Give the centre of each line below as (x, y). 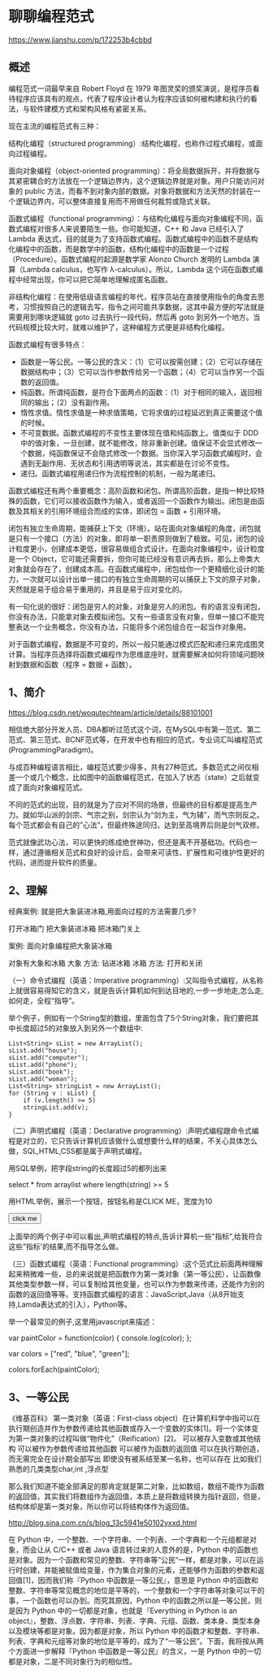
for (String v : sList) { (52, 1094)
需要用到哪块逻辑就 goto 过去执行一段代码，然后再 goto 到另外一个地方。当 (134, 317)
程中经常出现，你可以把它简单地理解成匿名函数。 (90, 279)
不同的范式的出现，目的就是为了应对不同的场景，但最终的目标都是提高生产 (133, 804)
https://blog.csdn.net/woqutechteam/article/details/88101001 (110, 713)
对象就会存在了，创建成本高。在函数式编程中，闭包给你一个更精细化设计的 (133, 569)
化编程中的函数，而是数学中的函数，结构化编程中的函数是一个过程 (119, 249)
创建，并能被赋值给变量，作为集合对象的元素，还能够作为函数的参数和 (140, 1570)
